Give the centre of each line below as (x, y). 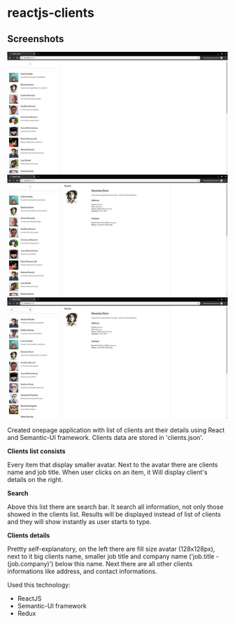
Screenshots (36, 39)
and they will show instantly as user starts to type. (79, 522)
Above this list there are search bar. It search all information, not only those (115, 507)
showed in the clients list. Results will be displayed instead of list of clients (114, 514)
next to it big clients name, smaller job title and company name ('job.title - (113, 556)
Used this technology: (39, 585)
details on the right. (35, 480)
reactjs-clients (51, 13)
